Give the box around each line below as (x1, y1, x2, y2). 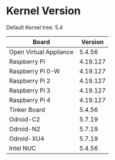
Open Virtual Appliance (9, 47, 74, 56)
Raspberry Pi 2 (9, 76, 51, 85)
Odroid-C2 (9, 115, 40, 123)
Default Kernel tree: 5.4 (6, 24, 63, 31)
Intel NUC (9, 144, 36, 152)
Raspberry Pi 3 (9, 86, 51, 94)
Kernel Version (6, 4, 81, 18)
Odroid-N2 (9, 124, 40, 133)
